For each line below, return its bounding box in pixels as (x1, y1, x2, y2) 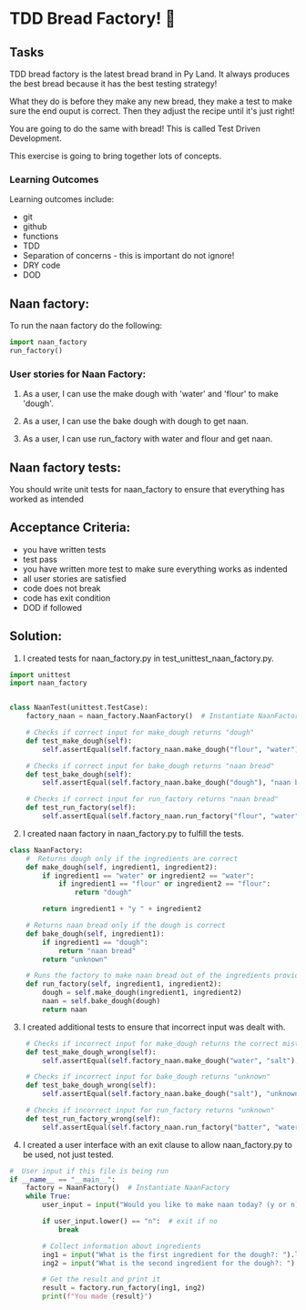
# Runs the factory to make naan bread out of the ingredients (25, 971, 271, 980)
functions (22, 231, 59, 242)
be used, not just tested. (22, 1149, 114, 1160)
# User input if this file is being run (9, 1166, 169, 1175)
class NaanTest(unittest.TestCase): (9, 703, 148, 713)
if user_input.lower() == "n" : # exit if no (42, 1217, 219, 1226)
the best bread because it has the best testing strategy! (9, 78, 218, 89)
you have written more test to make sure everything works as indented (22, 564, 289, 574)
